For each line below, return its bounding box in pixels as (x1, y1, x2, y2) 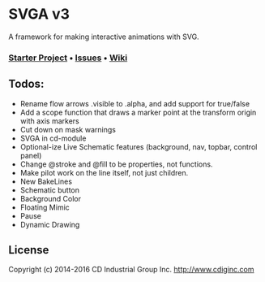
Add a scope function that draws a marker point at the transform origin (19, 107, 257, 117)
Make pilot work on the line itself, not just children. (19, 167, 189, 177)
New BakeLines (19, 176, 73, 186)
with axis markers (19, 115, 79, 126)
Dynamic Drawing (19, 219, 80, 229)
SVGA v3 (8, 5, 71, 24)
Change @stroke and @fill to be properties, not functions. (19, 159, 213, 169)
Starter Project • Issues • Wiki (8, 52, 128, 63)
